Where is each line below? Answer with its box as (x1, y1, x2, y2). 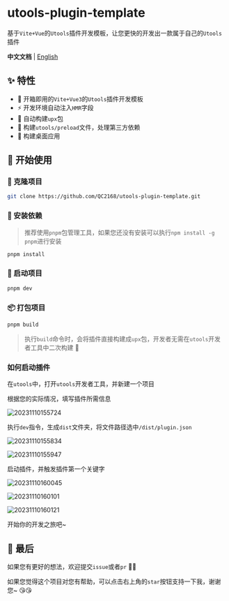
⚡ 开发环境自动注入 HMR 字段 (17, 103, 94, 112)
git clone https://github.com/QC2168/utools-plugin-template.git (7, 193, 200, 200)
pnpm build (7, 321, 39, 328)
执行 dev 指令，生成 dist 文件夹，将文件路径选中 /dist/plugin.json (7, 423, 192, 431)
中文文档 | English (7, 52, 58, 61)
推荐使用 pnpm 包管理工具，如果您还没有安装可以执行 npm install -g (24, 228, 215, 237)
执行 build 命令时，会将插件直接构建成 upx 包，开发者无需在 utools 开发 (24, 334, 221, 343)
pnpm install (7, 251, 45, 258)
